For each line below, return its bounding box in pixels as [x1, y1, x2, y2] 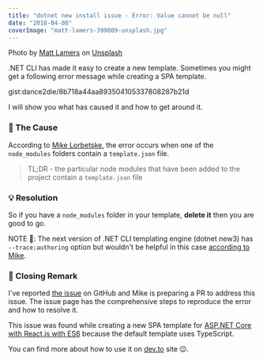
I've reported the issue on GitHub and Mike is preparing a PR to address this [8, 288, 255, 298]
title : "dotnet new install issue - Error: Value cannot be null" [8, 11, 231, 20]
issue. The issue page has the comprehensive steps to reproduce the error [8, 297, 251, 306]
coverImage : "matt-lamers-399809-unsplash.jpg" [8, 26, 168, 34]
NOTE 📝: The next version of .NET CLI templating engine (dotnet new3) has [8, 234, 254, 243]
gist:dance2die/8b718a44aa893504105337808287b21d [8, 87, 190, 97]
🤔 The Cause [8, 122, 58, 133]
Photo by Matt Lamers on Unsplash [8, 48, 123, 58]
